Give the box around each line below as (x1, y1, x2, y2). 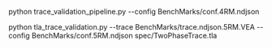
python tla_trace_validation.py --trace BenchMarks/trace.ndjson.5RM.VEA (8, 22, 256, 31)
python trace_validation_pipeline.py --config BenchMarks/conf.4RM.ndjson (8, 7, 260, 16)
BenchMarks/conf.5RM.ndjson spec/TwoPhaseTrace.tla (31, 31, 218, 40)
